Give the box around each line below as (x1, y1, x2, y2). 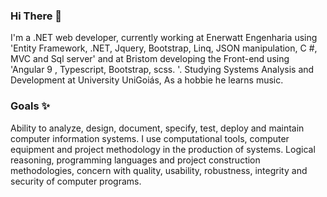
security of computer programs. (10, 175, 142, 187)
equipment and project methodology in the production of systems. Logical (10, 143, 316, 155)
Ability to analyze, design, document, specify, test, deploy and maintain (10, 122, 305, 134)
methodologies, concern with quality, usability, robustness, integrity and (10, 164, 308, 176)
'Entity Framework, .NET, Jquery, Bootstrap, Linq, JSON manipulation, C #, (10, 42, 318, 54)
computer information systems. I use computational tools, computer (10, 132, 290, 144)
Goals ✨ (10, 99, 50, 113)
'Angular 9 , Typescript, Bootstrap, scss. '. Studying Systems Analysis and (10, 64, 315, 76)
